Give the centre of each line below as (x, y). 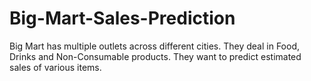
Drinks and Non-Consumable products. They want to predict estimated (155, 56)
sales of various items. (55, 67)
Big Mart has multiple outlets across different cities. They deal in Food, (154, 46)
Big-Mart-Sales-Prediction (122, 18)
